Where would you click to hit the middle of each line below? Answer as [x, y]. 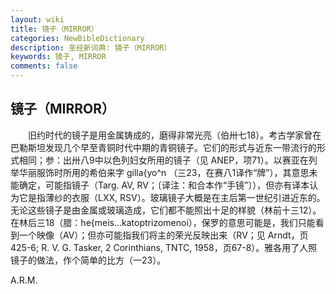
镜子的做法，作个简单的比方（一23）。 [88, 260]
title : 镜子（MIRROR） [54, 29]
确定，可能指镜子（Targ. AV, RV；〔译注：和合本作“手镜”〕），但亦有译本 [164, 185]
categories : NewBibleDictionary [77, 38]
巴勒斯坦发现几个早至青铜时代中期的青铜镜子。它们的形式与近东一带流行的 [163, 147]
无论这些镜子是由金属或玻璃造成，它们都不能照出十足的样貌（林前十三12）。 [166, 210]
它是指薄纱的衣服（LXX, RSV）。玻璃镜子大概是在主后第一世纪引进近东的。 [172, 197]
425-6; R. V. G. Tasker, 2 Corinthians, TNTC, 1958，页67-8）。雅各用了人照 [164, 247]
